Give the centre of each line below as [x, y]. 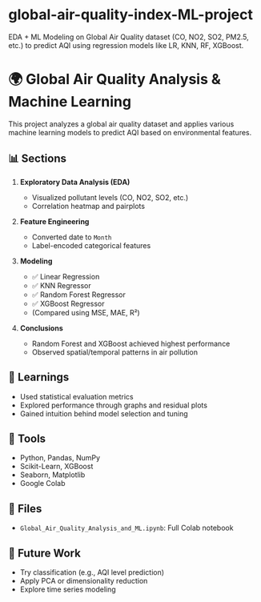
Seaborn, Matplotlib [52, 475]
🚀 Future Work [45, 553]
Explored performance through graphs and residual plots [114, 405]
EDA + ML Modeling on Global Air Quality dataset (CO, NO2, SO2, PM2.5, [129, 37]
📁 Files [25, 509]
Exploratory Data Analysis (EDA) [75, 182]
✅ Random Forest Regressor [79, 295]
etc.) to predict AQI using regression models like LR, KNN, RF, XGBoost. [126, 45]
